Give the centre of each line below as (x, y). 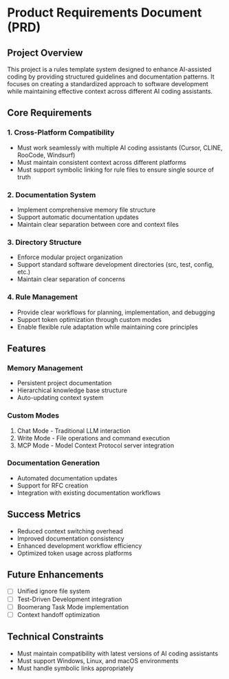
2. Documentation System (52, 194)
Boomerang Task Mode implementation (73, 607)
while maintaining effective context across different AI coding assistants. (110, 91)
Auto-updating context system (60, 398)
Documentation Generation (54, 463)
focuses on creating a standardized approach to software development (108, 84)
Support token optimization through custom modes (89, 319)
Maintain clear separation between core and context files (98, 224)
